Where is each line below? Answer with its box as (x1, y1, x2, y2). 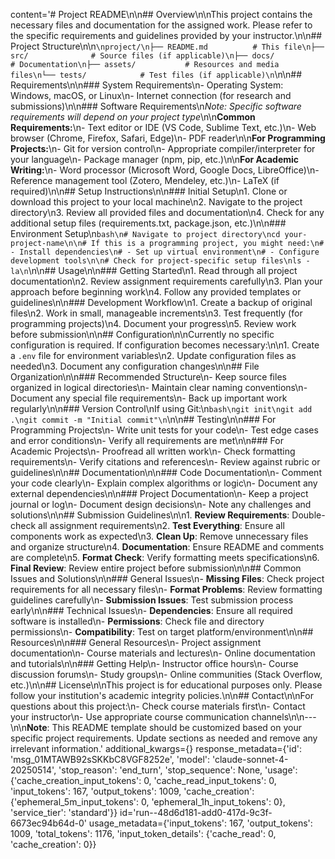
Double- (291, 509, 326, 521)
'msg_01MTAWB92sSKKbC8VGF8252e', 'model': (10, 754, 211, 765)
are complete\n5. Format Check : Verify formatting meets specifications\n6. (10, 552, 320, 563)
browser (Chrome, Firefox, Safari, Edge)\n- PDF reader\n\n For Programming (10, 132, 326, 144)
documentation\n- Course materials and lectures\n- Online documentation (10, 647, 316, 659)
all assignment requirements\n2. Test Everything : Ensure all (38, 520, 285, 531)
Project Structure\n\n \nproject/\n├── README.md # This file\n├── (10, 40, 325, 52)
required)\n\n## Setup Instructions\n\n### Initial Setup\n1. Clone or (10, 185, 288, 197)
